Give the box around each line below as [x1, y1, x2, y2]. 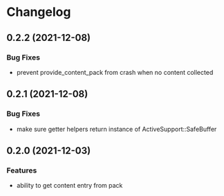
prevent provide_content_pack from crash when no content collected [16, 68, 214, 76]
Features [6, 166, 37, 175]
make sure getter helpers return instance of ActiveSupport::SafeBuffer [16, 125, 217, 133]
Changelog [6, 4, 71, 20]
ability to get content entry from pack [16, 181, 123, 190]
